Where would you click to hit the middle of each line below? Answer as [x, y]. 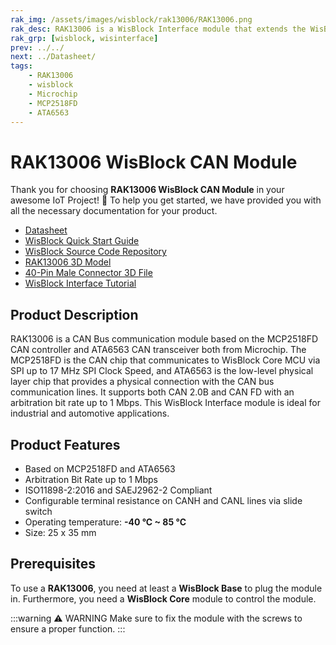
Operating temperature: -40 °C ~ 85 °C [105, 522]
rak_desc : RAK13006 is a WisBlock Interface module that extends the [158, 29]
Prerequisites [53, 564]
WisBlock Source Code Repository [95, 252]
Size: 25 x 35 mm [60, 532]
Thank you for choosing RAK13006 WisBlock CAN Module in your [147, 190]
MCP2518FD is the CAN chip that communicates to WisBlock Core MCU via [165, 360]
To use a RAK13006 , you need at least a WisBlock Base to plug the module [166, 588]
